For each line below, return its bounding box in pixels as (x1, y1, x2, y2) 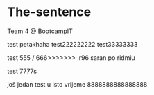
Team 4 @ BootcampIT (7, 27, 73, 35)
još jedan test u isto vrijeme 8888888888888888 (7, 80, 148, 88)
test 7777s (7, 67, 37, 75)
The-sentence (7, 4, 92, 20)
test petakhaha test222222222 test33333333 (7, 40, 138, 48)
